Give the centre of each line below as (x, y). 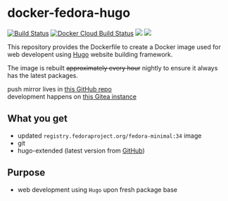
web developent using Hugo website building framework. (90, 54)
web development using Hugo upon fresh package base (97, 189)
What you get (38, 118)
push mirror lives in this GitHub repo (60, 89)
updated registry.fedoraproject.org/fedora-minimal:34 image (109, 136)
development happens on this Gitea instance (72, 96)
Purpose (26, 173)
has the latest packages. (43, 75)
